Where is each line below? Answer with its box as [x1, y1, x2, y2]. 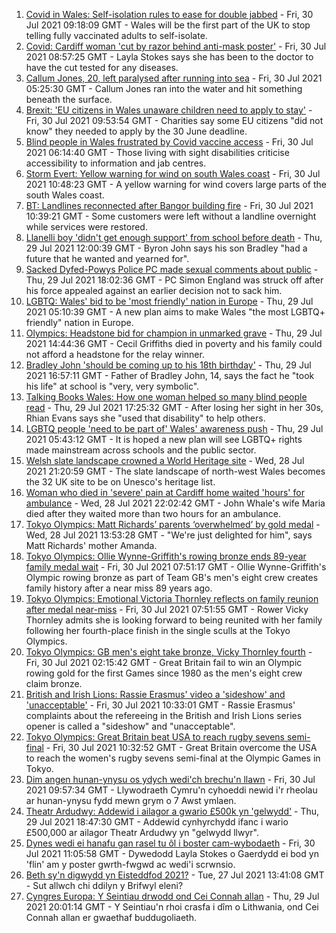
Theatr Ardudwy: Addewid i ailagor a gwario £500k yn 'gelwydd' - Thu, [25, 805, 320, 817]
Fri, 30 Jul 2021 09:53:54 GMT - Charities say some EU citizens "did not [25, 115, 324, 126]
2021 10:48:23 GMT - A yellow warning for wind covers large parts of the [25, 179, 327, 190]
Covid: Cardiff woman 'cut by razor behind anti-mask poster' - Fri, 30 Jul [25, 40, 327, 52]
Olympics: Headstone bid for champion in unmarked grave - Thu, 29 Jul [25, 327, 323, 339]
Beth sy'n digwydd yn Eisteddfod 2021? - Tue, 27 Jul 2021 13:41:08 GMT [25, 869, 325, 881]
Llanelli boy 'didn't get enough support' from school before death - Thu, [25, 232, 323, 243]
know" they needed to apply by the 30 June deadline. [25, 125, 248, 137]
